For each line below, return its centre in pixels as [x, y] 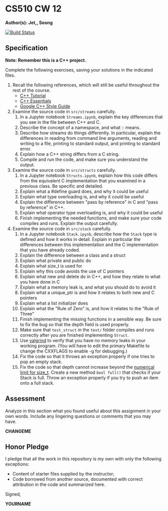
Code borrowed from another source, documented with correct [77, 479]
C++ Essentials [35, 101]
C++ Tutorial [33, 95]
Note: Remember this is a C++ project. [46, 60]
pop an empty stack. [41, 362]
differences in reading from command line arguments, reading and [88, 138]
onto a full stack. [37, 383]
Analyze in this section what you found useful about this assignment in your [83, 411]
